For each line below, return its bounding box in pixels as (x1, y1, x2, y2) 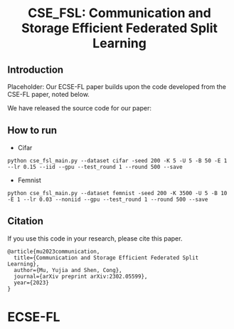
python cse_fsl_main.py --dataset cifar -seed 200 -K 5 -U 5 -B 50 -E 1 (7, 157, 228, 164)
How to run (7, 125, 58, 137)
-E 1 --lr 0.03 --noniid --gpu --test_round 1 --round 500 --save (7, 196, 208, 203)
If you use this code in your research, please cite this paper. (7, 234, 183, 243)
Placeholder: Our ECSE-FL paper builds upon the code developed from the (7, 83, 226, 90)
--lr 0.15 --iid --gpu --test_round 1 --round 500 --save (7, 163, 183, 170)
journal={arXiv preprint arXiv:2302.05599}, (14, 273, 148, 280)
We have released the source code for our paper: (7, 104, 151, 112)
